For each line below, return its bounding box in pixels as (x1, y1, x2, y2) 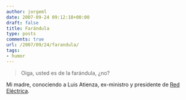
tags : (6, 48, 20, 54)
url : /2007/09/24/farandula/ (6, 42, 79, 48)
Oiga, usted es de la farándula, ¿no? (20, 69, 110, 76)
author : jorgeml (6, 8, 47, 15)
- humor (6, 53, 26, 59)
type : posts (6, 31, 36, 37)
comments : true (6, 36, 44, 42)
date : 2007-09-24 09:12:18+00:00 (6, 14, 90, 20)
